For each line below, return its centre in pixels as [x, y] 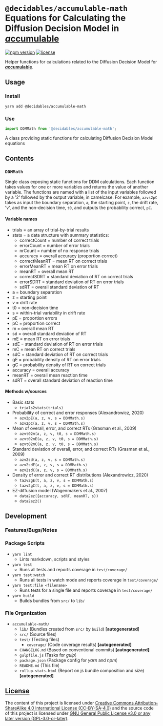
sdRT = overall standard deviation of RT [59, 287]
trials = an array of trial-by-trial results [51, 230]
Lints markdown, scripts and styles [54, 559]
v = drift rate [25, 302]
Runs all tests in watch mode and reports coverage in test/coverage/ [89, 580]
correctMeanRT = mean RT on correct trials [63, 261]
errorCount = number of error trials [55, 245]
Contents [20, 158]
